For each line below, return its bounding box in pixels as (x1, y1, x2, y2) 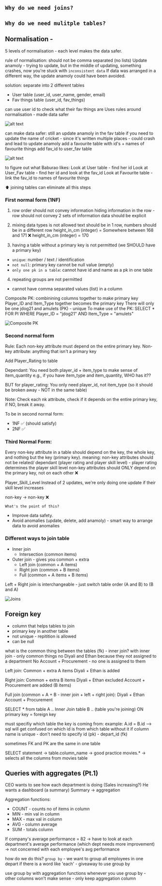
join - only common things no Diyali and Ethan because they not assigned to (5, 653, 157, 659)
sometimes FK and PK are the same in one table (5, 740, 101, 746)
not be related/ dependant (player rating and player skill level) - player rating (5, 460, 157, 466)
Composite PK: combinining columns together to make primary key (5, 295, 139, 301)
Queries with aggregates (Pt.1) (5, 769, 98, 777)
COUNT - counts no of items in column (12, 806, 90, 812)
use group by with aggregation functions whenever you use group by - (5, 870, 146, 876)
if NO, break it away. (5, 401, 45, 408)
